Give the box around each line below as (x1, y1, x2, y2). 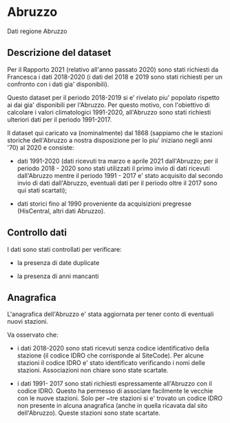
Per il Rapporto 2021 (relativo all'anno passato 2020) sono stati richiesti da (7, 65, 219, 73)
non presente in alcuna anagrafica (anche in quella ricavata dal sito (17, 402, 208, 410)
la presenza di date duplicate (17, 258, 100, 266)
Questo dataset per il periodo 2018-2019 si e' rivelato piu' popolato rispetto (7, 93, 220, 101)
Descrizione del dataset (7, 47, 112, 59)
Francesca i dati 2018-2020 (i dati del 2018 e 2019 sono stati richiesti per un (7, 72, 222, 81)
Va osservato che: (7, 331, 59, 339)
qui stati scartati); (17, 186, 67, 194)
